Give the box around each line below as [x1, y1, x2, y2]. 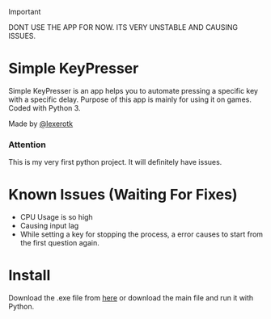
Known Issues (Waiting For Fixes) [8, 186, 238, 204]
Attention [8, 139, 46, 150]
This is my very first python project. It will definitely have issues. [8, 157, 222, 167]
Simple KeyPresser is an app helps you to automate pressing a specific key [8, 86, 259, 95]
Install [8, 267, 51, 285]
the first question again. [19, 238, 100, 248]
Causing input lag [19, 221, 79, 231]
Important [8, 7, 41, 16]
